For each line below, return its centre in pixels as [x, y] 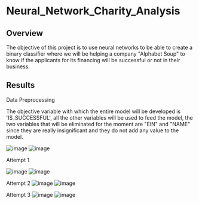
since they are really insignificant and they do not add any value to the [93, 130]
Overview [25, 33]
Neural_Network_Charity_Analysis [93, 11]
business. [18, 66]
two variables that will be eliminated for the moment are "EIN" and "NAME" [98, 124]
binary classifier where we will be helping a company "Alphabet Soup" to [96, 54]
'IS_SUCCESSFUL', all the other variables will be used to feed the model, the [99, 117]
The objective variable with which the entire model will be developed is [94, 111]
